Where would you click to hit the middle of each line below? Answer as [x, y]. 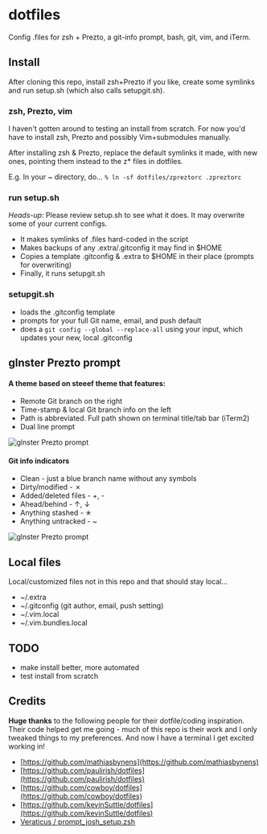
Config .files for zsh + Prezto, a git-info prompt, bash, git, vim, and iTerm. [129, 37]
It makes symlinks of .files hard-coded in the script [104, 240]
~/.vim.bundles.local [53, 623]
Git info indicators [39, 461]
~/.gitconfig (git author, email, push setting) [92, 606]
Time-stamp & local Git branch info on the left [95, 410]
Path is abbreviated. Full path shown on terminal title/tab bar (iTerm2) [135, 418]
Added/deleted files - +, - [62, 495]
